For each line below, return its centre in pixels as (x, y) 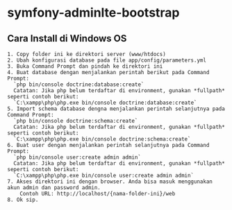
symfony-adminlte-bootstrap (93, 13)
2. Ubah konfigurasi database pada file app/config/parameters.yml (107, 60)
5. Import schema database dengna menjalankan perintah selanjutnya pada (116, 109)
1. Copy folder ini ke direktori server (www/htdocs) (87, 54)
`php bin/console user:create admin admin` (77, 157)
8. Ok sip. (23, 200)
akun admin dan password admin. (54, 188)
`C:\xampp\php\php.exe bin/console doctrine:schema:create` (102, 139)
